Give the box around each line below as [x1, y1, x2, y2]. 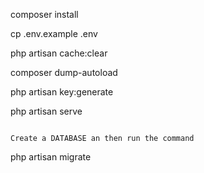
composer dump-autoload [10, 67, 118, 78]
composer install [10, 9, 79, 20]
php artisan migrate [10, 151, 92, 163]
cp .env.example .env [10, 28, 98, 39]
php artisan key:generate [10, 86, 114, 98]
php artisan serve [10, 105, 83, 117]
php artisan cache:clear [10, 47, 108, 59]
